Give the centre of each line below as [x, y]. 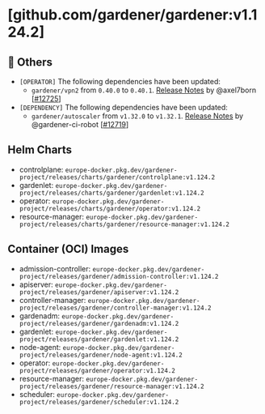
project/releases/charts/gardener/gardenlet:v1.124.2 [111, 193]
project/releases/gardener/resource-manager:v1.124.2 [111, 386]
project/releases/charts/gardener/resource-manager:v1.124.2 [124, 224]
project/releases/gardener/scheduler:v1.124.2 [99, 402]
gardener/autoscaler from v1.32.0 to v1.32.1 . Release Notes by [137, 116]
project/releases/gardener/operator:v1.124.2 [97, 370]
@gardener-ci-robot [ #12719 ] [80, 124]
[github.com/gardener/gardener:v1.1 [132, 15]
